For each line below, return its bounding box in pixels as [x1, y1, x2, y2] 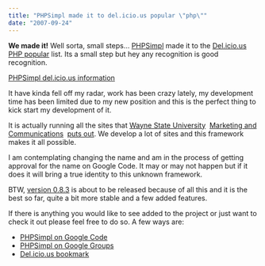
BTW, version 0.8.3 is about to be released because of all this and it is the [8, 184, 248, 194]
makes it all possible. [8, 137, 77, 146]
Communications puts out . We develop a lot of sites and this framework [8, 128, 244, 139]
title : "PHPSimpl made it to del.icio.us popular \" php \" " [8, 11, 208, 20]
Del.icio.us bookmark [19, 249, 90, 258]
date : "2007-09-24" [8, 19, 73, 27]
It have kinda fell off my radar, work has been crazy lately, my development [8, 88, 254, 97]
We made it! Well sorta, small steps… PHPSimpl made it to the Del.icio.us [8, 40, 248, 50]
